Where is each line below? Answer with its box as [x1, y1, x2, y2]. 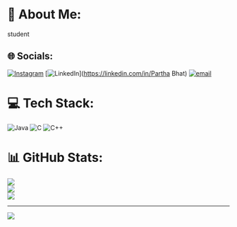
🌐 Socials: [7, 50, 54, 62]
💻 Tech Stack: [7, 95, 95, 111]
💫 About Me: [7, 6, 82, 23]
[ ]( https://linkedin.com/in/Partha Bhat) [44, 69, 188, 77]
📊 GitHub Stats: [7, 149, 104, 165]
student [7, 30, 30, 38]
